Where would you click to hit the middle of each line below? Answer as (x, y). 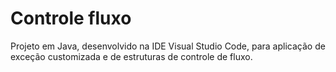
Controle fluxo (71, 18)
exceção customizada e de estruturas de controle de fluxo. (131, 56)
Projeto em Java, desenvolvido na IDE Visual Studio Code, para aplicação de (168, 46)
